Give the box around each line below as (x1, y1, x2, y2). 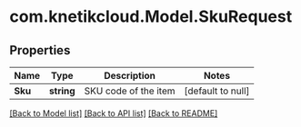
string (48, 84, 75, 97)
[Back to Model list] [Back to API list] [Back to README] (9, 108, 218, 119)
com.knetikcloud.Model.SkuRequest (9, 6, 293, 27)
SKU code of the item (84, 84, 176, 97)
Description (104, 70, 156, 82)
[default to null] (184, 84, 250, 97)
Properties (9, 43, 71, 58)
